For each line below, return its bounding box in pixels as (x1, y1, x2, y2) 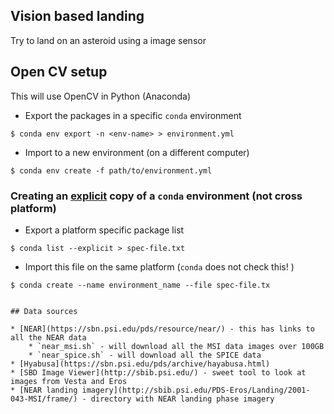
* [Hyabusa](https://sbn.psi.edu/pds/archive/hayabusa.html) (10, 359, 271, 369)
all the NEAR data (10, 332, 87, 343)
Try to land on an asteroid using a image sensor (10, 34, 207, 46)
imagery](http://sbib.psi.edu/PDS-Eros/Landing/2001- (81, 385, 311, 395)
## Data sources (10, 306, 78, 316)
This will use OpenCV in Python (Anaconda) (10, 90, 192, 102)
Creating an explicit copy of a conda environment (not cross (10, 189, 303, 203)
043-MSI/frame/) (10, 394, 78, 404)
